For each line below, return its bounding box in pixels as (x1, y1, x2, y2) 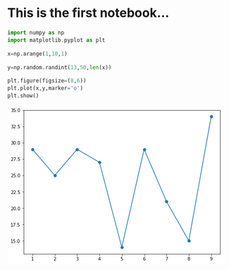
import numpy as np (7, 29, 65, 36)
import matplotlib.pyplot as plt (7, 37, 106, 44)
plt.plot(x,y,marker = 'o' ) (7, 85, 83, 92)
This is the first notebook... (7, 5, 170, 21)
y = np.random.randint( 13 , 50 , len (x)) (7, 63, 112, 71)
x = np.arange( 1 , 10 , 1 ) (7, 50, 68, 57)
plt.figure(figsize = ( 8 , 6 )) (7, 78, 87, 85)
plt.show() (7, 92, 39, 99)
